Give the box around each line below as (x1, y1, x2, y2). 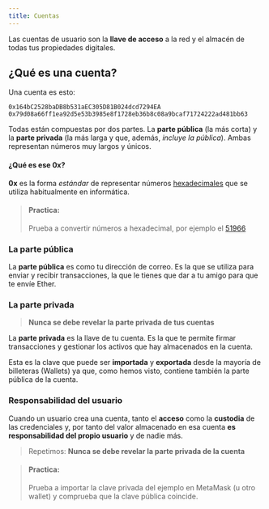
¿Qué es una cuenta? (8, 66, 117, 80)
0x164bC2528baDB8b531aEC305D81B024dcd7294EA (8, 103, 161, 112)
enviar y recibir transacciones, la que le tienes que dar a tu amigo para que (8, 270, 258, 280)
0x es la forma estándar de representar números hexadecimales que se (8, 178, 249, 188)
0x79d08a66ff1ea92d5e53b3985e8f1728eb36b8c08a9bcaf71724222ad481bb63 (8, 110, 249, 118)
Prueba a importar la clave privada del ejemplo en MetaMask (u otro (28, 482, 256, 492)
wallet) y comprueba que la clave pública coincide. (28, 491, 199, 501)
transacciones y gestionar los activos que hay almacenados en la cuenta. (8, 341, 254, 352)
